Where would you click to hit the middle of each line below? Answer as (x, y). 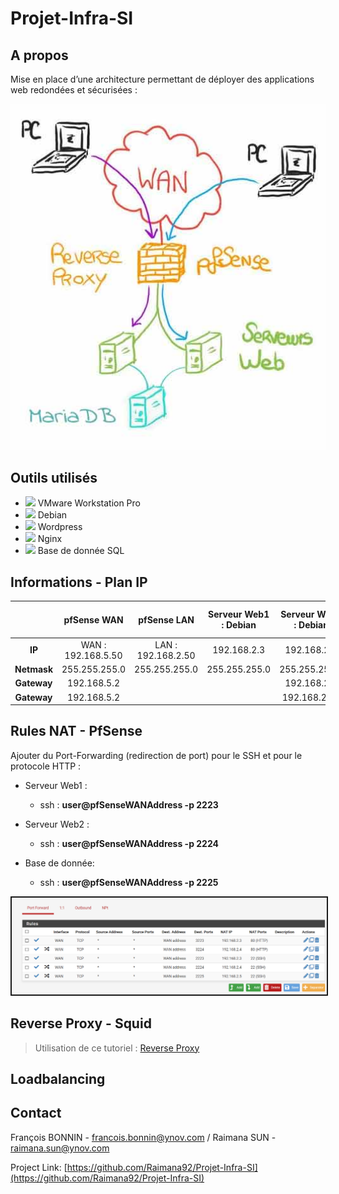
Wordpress (60, 527)
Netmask (34, 669)
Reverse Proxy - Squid (81, 1023)
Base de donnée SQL (81, 551)
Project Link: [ (39, 1167)
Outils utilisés (54, 477)
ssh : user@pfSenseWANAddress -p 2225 (129, 882)
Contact (36, 1113)
